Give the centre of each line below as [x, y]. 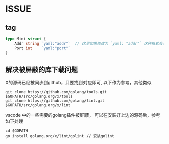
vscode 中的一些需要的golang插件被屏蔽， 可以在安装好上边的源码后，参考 [83, 115]
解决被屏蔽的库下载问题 [41, 69]
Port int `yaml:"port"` [43, 48]
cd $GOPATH [17, 131]
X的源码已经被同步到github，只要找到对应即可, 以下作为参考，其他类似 [78, 83]
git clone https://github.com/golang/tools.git [56, 92]
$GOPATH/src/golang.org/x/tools [39, 97]
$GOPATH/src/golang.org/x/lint [38, 105]
